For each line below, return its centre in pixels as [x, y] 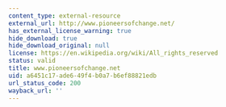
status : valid [32, 61]
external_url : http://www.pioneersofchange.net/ [92, 23]
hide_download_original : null [59, 46]
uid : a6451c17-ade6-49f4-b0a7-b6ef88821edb [83, 76]
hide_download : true [43, 38]
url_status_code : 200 [45, 83]
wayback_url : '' [36, 91]
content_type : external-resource [65, 16]
